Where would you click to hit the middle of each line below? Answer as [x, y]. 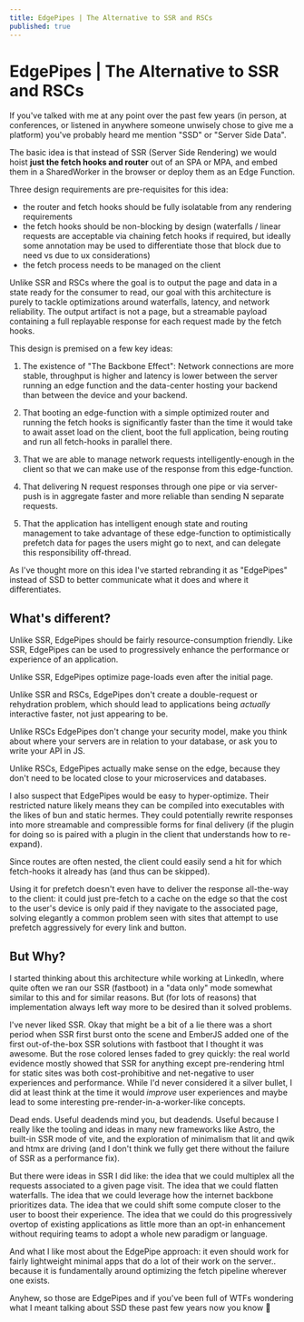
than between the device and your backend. [105, 396]
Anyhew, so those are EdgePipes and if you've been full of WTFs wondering [152, 1298]
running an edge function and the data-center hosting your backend [150, 386]
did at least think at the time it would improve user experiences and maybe [149, 1093]
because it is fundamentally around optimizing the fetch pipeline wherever [148, 1271]
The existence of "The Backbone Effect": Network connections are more [158, 366]
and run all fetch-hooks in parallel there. [97, 442]
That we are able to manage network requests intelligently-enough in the [158, 459]
